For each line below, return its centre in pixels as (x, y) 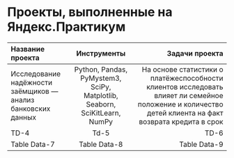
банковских (31, 109)
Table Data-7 (33, 144)
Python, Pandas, (101, 69)
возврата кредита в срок (181, 121)
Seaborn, (101, 104)
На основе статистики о (182, 69)
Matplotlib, (101, 95)
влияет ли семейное (189, 95)
